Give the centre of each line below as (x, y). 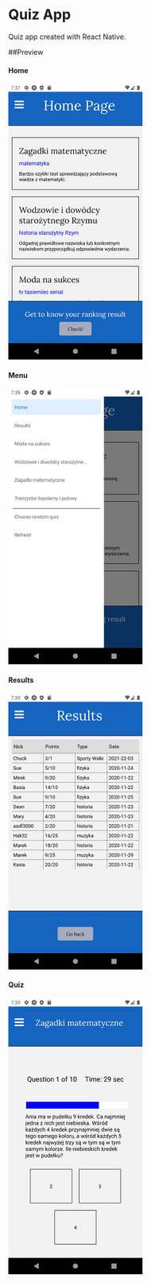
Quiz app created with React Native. (67, 37)
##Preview (26, 52)
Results (21, 680)
